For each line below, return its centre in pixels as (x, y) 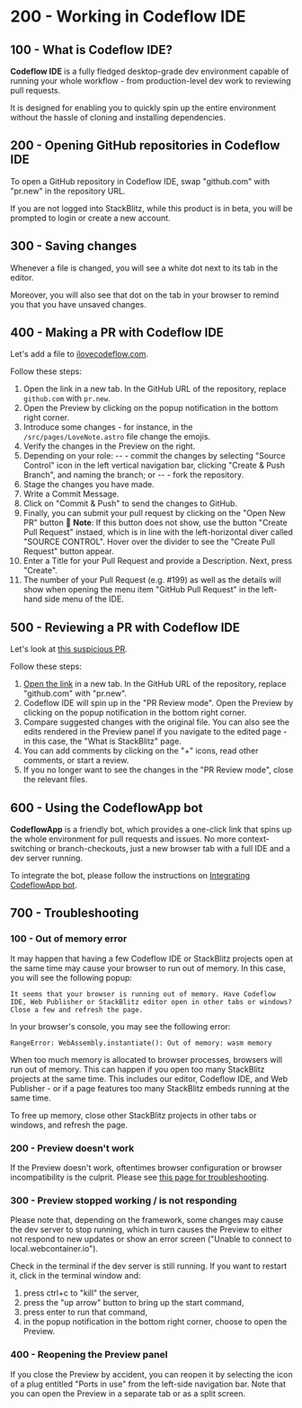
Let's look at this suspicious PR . (69, 649)
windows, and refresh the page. (69, 1125)
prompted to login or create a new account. (90, 218)
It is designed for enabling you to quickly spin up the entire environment (143, 108)
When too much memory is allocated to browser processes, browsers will (146, 1059)
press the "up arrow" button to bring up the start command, (133, 1303)
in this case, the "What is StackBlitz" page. (102, 741)
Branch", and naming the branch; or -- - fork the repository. (133, 475)
